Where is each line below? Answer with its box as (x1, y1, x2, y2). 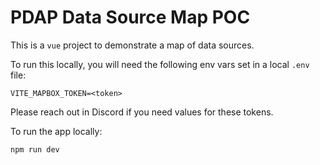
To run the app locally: (10, 125, 103, 137)
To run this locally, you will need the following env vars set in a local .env (10, 58, 310, 70)
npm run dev (10, 144, 60, 155)
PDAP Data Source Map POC (10, 6, 251, 29)
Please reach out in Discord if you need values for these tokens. (10, 106, 274, 118)
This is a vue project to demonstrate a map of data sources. (10, 39, 255, 51)
